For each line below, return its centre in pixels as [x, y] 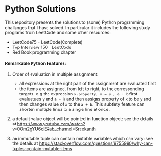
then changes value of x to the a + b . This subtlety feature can [82, 104]
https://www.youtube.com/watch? [51, 124]
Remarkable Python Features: [36, 63]
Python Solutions [40, 9]
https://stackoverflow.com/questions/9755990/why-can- [96, 143]
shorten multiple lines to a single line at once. [64, 109]
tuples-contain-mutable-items [42, 149]
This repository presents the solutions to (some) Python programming [75, 22]
